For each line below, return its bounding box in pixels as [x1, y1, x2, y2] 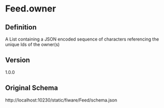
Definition [5, 23, 36, 31]
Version [5, 56, 30, 64]
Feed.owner [5, 3, 56, 14]
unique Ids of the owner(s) [5, 41, 60, 47]
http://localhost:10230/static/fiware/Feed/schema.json [5, 97, 117, 103]
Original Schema [5, 83, 58, 92]
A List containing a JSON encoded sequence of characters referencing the [5, 36, 159, 42]
